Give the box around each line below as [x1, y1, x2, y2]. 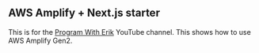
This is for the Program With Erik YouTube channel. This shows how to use [8, 27, 251, 36]
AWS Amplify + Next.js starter [8, 6, 161, 20]
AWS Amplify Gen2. [8, 36, 73, 45]
